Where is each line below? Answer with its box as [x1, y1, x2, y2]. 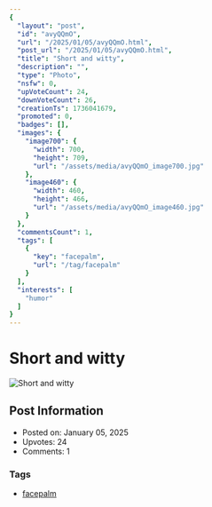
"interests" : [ [17, 285, 74, 294]
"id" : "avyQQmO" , [17, 29, 82, 38]
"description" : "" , [17, 63, 90, 72]
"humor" [25, 294, 53, 303]
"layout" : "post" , [17, 21, 86, 30]
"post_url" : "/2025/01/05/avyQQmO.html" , [17, 46, 173, 55]
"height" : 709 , [32, 153, 90, 162]
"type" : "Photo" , [17, 71, 82, 80]
